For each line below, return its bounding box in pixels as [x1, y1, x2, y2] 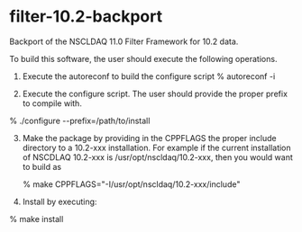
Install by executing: [22, 196, 97, 207]
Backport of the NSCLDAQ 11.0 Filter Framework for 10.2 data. [9, 36, 239, 47]
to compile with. [22, 97, 83, 109]
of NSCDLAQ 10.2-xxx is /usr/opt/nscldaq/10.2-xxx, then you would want [22, 151, 293, 163]
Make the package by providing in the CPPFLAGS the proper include [22, 132, 277, 143]
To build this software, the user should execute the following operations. [9, 53, 278, 64]
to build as [22, 161, 61, 172]
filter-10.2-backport [9, 6, 163, 27]
